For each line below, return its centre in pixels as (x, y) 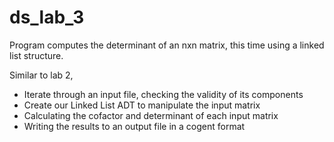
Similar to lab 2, (41, 75)
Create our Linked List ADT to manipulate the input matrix (142, 105)
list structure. (36, 55)
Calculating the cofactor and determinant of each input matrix (151, 115)
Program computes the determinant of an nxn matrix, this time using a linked (167, 45)
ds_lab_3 (47, 17)
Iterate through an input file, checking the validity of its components (163, 94)
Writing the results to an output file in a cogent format (134, 126)
